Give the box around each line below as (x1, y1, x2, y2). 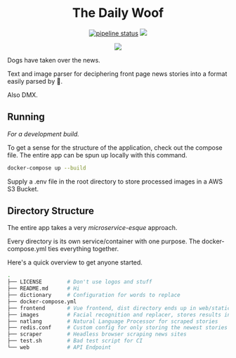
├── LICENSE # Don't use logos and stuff (7, 279, 152, 286)
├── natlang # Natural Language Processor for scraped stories (7, 318, 218, 325)
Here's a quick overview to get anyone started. (7, 258, 143, 267)
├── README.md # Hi (7, 285, 80, 293)
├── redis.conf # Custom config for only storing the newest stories (7, 324, 228, 331)
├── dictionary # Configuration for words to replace (7, 292, 181, 299)
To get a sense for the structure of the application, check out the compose (7, 143, 223, 152)
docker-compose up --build (7, 164, 86, 172)
